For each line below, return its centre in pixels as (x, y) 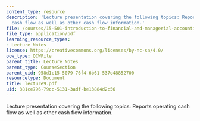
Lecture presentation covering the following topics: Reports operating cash (98, 106)
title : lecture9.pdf (32, 84)
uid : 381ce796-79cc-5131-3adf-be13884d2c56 (61, 89)
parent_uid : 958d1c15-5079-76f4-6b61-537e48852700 (70, 73)
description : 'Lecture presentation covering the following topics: (93, 17)
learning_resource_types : (38, 39)
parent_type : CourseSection (41, 67)
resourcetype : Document (36, 78)
